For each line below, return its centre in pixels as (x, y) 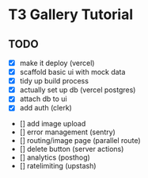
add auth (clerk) (46, 108)
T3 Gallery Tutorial (71, 15)
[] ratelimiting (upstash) (58, 166)
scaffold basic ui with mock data (72, 72)
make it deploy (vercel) (57, 63)
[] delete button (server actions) (72, 149)
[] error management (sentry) (68, 132)
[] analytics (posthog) (55, 157)
